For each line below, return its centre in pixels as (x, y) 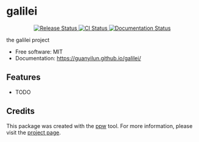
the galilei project (28, 40)
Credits (21, 111)
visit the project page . (33, 132)
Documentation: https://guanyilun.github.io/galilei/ (78, 58)
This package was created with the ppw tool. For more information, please (100, 126)
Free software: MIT (39, 51)
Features (23, 77)
